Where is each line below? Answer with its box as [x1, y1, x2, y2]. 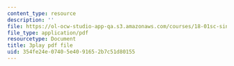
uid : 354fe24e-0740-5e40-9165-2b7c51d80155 [7, 49, 136, 56]
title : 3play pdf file [7, 42, 73, 49]
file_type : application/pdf [7, 29, 89, 36]
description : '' [7, 16, 54, 23]
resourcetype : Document [7, 36, 77, 43]
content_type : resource [7, 10, 77, 17]
